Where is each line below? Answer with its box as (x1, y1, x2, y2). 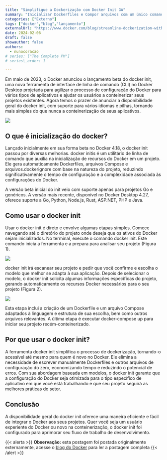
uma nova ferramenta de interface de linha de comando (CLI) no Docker (5, 82, 153, 88)
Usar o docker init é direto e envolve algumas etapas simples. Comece (5, 225, 150, 231)
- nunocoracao (9, 49, 39, 54)
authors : (5, 44, 23, 49)
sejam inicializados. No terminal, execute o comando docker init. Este (5, 235, 148, 241)
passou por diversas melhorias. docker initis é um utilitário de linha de (5, 151, 149, 156)
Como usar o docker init (5, 211, 81, 220)
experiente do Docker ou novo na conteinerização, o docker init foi (5, 424, 142, 430)
